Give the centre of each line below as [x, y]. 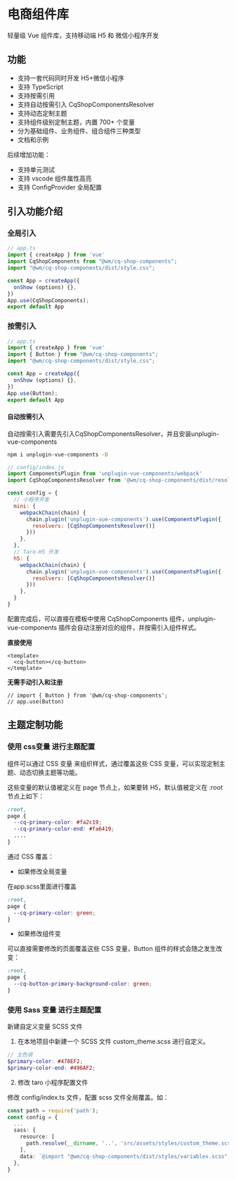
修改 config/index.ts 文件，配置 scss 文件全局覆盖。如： [88, 1097]
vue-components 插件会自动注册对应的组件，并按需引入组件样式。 [104, 627]
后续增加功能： [29, 154]
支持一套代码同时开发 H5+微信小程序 [71, 77]
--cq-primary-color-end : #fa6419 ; [64, 829]
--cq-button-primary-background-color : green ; [83, 984]
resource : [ [37, 1137]
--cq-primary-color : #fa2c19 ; [58, 822]
